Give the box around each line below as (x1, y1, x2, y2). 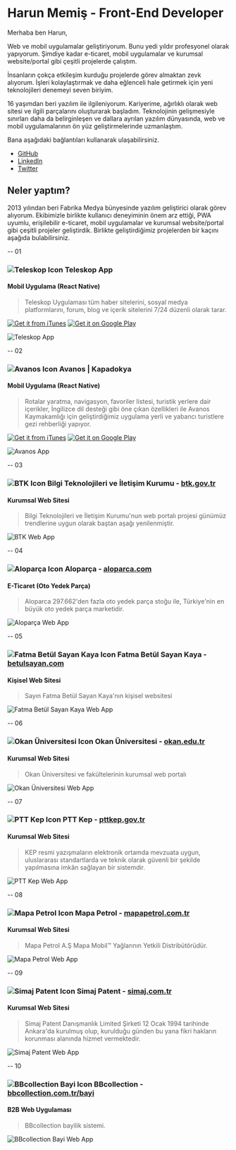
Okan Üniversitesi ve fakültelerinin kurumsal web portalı (24, 769, 187, 778)
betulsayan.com (7, 659, 65, 669)
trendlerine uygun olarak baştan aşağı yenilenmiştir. (24, 519, 175, 527)
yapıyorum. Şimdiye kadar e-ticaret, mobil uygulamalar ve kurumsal (7, 49, 203, 58)
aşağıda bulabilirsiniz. (7, 233, 70, 241)
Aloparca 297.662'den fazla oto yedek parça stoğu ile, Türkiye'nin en (24, 597, 225, 606)
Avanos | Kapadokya (58, 364, 132, 373)
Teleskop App (64, 265, 113, 275)
